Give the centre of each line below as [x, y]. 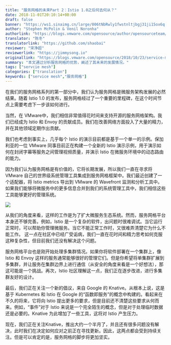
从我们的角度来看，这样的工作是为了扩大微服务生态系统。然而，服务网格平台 [85, 215]
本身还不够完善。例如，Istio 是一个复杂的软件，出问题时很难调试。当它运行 [84, 221]
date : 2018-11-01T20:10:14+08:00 [41, 15]
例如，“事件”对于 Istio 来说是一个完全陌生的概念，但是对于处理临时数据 [89, 307]
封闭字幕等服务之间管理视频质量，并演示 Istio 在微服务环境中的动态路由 [89, 152]
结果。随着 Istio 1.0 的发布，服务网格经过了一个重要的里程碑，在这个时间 [81, 98]
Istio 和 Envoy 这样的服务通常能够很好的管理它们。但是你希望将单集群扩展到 [85, 258]
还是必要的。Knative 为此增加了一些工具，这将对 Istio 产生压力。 [73, 313]
